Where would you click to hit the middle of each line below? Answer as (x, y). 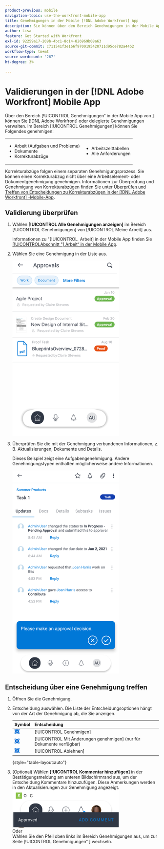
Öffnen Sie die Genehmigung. (42, 699)
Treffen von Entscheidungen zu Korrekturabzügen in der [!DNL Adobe (75, 192)
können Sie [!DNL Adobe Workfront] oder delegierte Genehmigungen (75, 121)
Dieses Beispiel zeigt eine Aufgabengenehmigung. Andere (71, 458)
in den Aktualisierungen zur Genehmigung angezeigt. (66, 787)
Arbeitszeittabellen (110, 149)
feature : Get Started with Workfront (43, 36)
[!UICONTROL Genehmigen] (63, 732)
